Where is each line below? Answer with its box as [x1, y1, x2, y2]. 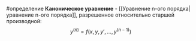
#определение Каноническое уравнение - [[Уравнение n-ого [6, 5, 166, 12]
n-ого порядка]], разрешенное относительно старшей [35, 11, 175, 18]
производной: [6, 18, 42, 24]
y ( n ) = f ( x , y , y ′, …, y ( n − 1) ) [70, 27, 132, 35]
